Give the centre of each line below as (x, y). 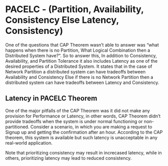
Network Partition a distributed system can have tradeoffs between (75, 71)
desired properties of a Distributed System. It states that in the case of (79, 66)
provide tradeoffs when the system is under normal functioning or (74, 121)
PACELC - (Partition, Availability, (75, 9)
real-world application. (29, 143)
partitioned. (17, 127)
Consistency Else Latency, (62, 20)
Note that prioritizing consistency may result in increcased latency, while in (83, 152)
